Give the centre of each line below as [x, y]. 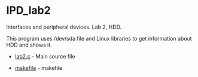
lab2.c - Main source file [45, 56]
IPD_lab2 [28, 10]
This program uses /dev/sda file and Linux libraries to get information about [99, 38]
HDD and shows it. [29, 45]
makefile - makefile [39, 68]
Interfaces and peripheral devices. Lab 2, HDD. [64, 27]
